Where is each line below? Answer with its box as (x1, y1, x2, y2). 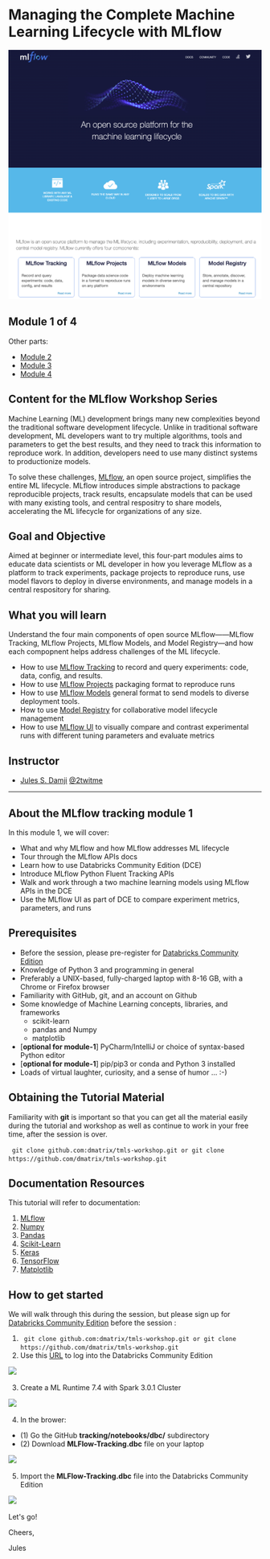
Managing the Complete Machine (8, 6, 235, 24)
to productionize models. (8, 456, 91, 466)
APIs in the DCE (19, 886, 72, 895)
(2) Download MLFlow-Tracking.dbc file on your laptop (19, 1439, 205, 1449)
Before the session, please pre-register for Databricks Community (19, 948, 239, 957)
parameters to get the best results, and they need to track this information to (8, 439, 262, 449)
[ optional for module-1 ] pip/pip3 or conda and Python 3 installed (19, 1059, 235, 1068)
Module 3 (19, 360, 52, 370)
